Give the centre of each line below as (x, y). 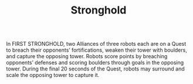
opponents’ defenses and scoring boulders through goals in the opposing (95, 63)
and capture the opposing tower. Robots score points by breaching (87, 56)
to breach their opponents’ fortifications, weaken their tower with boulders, (97, 50)
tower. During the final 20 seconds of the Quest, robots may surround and (95, 69)
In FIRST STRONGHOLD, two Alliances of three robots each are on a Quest (96, 44)
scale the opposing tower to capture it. (53, 75)
